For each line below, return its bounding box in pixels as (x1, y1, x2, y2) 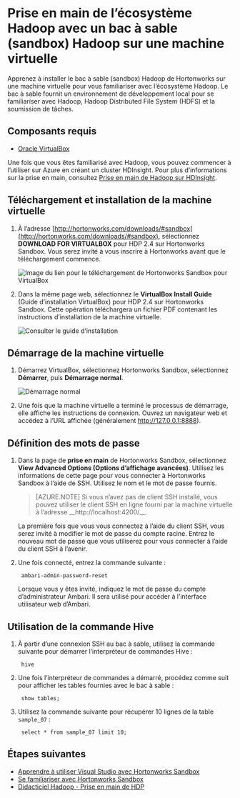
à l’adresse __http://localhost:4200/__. (35, 508, 148, 517)
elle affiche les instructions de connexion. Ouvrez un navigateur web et (17, 409, 227, 417)
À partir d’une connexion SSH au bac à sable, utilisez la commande (17, 639, 216, 648)
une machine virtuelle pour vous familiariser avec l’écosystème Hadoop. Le (7, 81, 229, 90)
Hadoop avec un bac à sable (7, 20, 178, 36)
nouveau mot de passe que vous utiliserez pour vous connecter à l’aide (17, 537, 228, 546)
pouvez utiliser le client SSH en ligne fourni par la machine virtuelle (35, 500, 233, 509)
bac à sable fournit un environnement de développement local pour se (7, 89, 214, 98)
